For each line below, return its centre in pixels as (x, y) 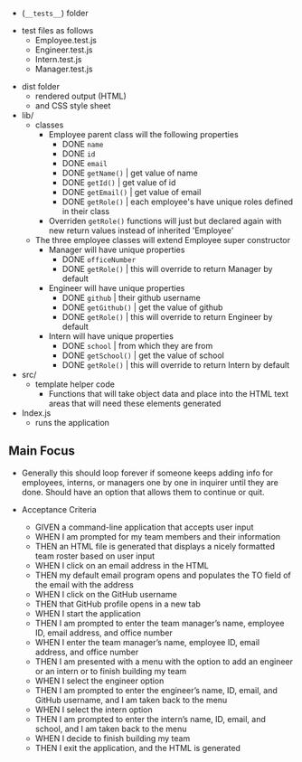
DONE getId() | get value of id (119, 183)
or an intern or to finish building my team (111, 671)
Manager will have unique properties (117, 249)
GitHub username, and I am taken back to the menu (131, 700)
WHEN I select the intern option (94, 710)
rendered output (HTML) (81, 96)
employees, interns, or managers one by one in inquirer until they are (150, 482)
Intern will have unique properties (111, 336)
